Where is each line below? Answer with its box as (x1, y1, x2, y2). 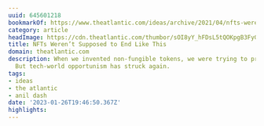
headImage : (8, 33, 44, 41)
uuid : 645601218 (8, 11, 61, 20)
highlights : (8, 106, 47, 114)
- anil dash (8, 92, 47, 99)
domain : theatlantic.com (8, 48, 90, 56)
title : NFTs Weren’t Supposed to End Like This (8, 41, 167, 49)
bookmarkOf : (8, 19, 47, 27)
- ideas (8, 77, 34, 85)
